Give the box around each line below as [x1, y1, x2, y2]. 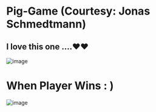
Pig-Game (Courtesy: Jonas [6, 4, 151, 18]
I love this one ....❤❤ [6, 41, 89, 52]
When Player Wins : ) [6, 79, 114, 93]
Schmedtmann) [6, 17, 87, 31]
